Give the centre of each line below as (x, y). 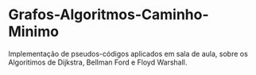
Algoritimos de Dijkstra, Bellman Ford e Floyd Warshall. (98, 62)
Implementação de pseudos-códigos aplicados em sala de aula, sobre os (128, 53)
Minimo (34, 32)
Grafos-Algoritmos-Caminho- (109, 15)
